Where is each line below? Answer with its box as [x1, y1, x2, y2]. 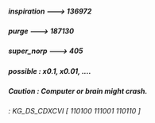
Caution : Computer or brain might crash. [8, 86, 148, 96]
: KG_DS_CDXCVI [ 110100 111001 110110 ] [8, 106, 141, 116]
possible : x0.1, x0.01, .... [8, 66, 91, 75]
